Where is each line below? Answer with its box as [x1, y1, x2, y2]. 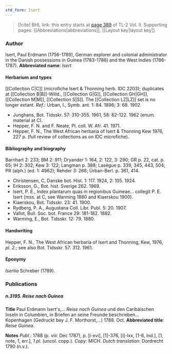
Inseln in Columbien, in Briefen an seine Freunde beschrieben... [5, 311, 140, 318]
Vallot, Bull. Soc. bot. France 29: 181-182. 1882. [12, 210, 112, 217]
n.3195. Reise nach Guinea [5, 293, 64, 299]
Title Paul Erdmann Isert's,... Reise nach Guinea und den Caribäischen [5, 306, 155, 312]
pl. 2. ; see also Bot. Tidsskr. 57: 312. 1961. [5, 244, 93, 250]
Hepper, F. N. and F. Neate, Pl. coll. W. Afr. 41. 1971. [12, 123, 121, 129]
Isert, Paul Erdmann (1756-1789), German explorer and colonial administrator [5, 51, 167, 57]
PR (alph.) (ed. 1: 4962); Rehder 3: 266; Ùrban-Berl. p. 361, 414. [5, 168, 140, 174]
